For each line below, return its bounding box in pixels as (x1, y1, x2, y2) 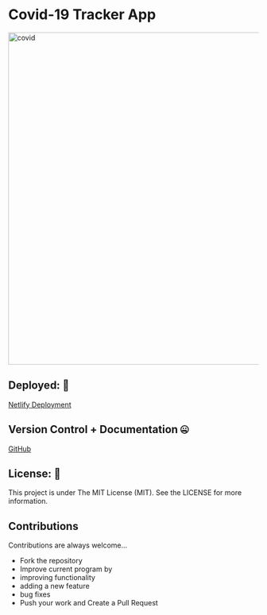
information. (8, 497, 48, 506)
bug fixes (19, 590, 51, 599)
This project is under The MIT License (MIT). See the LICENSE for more (8, 488, 242, 497)
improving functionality (19, 573, 95, 582)
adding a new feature (19, 582, 90, 591)
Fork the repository (19, 556, 83, 566)
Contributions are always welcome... (8, 540, 128, 550)
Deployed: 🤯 (8, 379, 70, 393)
